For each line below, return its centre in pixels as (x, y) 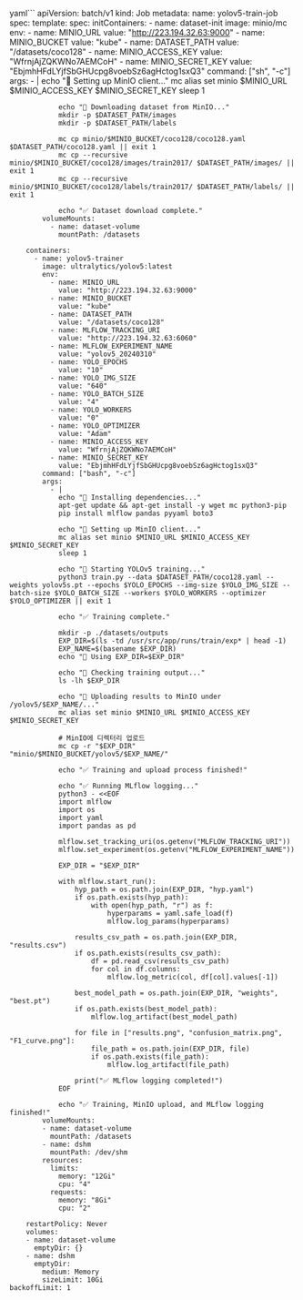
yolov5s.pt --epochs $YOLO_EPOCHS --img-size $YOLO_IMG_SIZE (161, 585)
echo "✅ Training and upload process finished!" (153, 770)
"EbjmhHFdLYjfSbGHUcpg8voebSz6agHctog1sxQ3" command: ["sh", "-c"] (150, 71)
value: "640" (82, 386)
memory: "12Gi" (87, 1176)
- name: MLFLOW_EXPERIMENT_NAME (111, 346)
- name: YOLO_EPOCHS (89, 362)
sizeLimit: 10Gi (73, 1280)
